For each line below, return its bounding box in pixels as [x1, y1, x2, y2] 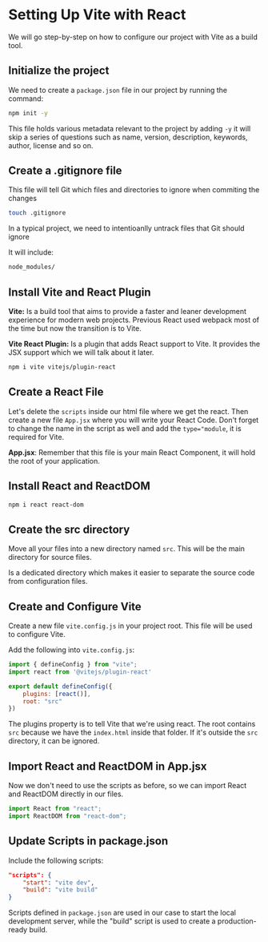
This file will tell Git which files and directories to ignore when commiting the [8, 185, 260, 195]
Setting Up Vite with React [8, 6, 186, 24]
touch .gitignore [8, 209, 66, 217]
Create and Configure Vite [8, 599, 142, 614]
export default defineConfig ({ [8, 682, 113, 690]
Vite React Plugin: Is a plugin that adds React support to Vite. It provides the [8, 339, 261, 348]
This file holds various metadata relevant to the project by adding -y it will [8, 123, 251, 133]
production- [217, 916, 258, 926]
